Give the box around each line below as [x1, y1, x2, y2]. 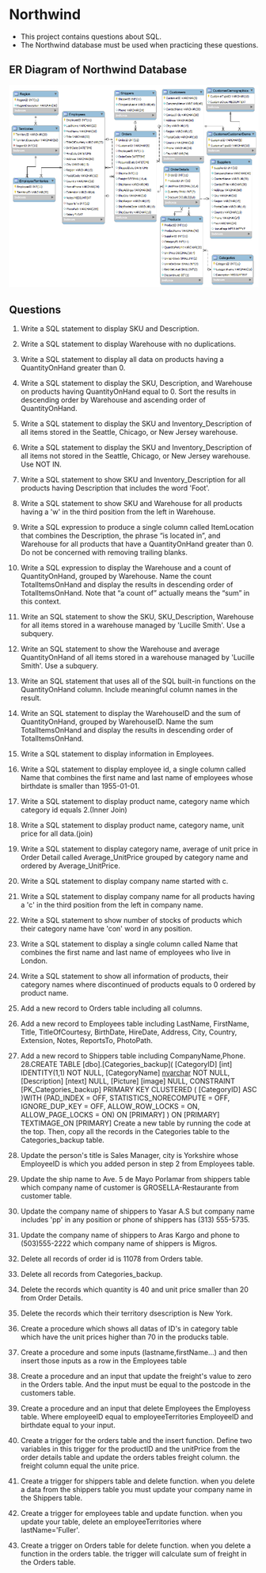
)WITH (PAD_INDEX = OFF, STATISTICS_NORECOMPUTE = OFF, [20, 1093, 230, 1103]
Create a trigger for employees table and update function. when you [20, 1509, 243, 1518]
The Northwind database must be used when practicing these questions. [20, 40, 259, 49]
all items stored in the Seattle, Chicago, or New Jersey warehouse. [20, 428, 238, 437]
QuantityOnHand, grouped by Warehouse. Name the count [20, 572, 212, 581]
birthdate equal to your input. [20, 1420, 116, 1430]
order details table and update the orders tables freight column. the [20, 1453, 240, 1462]
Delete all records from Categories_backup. [20, 1270, 163, 1279]
